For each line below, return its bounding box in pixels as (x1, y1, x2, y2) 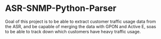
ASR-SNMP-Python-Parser (5, 3, 116, 14)
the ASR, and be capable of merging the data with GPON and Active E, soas (5, 23, 156, 29)
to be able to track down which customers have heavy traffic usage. (5, 29, 141, 34)
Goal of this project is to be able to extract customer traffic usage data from (5, 19, 156, 24)
